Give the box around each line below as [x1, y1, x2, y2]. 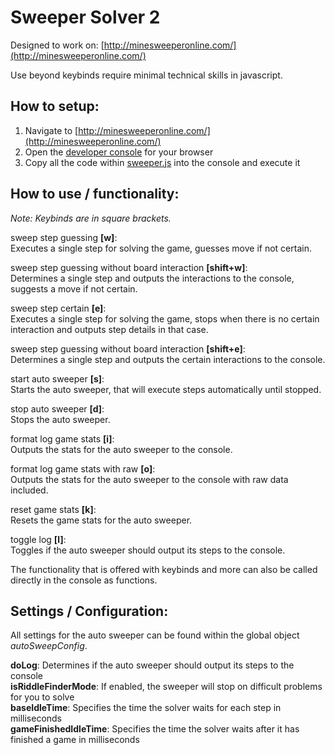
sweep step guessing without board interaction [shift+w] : [10, 261, 248, 273]
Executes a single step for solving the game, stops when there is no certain [10, 312, 320, 325]
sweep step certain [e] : [10, 302, 107, 314]
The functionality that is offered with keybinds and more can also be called [10, 563, 318, 575]
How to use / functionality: [10, 186, 180, 203]
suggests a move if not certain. [10, 282, 138, 295]
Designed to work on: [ [10, 39, 105, 51]
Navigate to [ [24, 124, 79, 136]
